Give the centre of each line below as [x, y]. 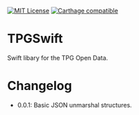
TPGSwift [35, 39]
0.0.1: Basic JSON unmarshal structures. [74, 105]
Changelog [40, 86]
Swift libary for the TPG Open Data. [58, 57]
